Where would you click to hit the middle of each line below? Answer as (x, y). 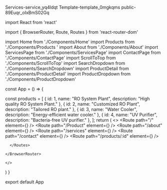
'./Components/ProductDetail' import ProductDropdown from (68, 74)
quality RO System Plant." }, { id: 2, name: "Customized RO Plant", (73, 104)
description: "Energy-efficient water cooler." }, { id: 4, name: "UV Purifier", (81, 115)
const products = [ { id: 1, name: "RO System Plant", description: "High (77, 99)
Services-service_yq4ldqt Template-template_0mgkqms (63, 7)
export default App (24, 182)
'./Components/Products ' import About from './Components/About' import (82, 47)
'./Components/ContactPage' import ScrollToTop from (60, 58)
